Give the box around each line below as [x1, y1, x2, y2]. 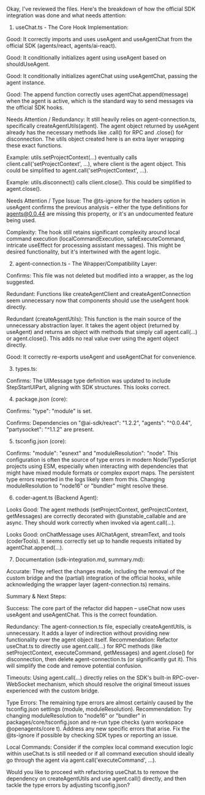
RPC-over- [172, 674, 199, 681]
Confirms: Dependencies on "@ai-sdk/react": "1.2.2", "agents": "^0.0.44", [6, 419, 192, 426]
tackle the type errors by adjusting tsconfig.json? [6, 781, 130, 788]
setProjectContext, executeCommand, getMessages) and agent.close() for [6, 649, 195, 656]
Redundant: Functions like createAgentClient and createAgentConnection [6, 290, 191, 297]
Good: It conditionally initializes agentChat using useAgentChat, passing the [6, 72, 198, 79]
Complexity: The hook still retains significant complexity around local [6, 228, 181, 236]
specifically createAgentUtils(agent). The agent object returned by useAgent [6, 122, 199, 130]
